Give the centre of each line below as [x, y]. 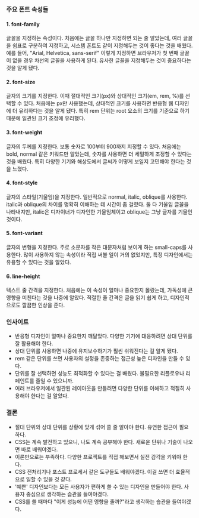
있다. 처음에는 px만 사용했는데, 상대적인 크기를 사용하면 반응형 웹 [98, 103]
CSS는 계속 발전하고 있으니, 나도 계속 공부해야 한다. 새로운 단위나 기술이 [98, 442]
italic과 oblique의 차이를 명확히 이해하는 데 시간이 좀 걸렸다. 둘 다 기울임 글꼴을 [97, 204]
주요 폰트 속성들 [27, 9]
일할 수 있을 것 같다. [49, 479]
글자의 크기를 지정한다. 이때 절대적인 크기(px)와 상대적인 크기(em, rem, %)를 [95, 96]
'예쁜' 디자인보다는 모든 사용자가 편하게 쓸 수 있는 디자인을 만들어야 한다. [99, 486]
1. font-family [23, 24]
